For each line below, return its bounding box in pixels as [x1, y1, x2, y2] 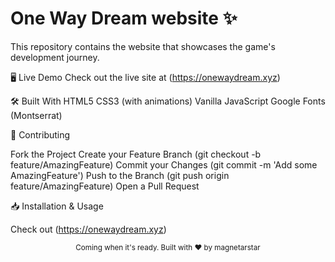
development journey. [10, 51, 100, 63]
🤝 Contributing [10, 128, 71, 141]
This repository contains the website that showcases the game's [10, 40, 276, 52]
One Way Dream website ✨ [10, 7, 238, 30]
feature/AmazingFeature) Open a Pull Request [10, 180, 200, 192]
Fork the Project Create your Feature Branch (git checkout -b [10, 148, 262, 160]
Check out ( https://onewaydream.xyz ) [10, 223, 167, 235]
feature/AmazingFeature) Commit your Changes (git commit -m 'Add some [10, 158, 318, 171]
